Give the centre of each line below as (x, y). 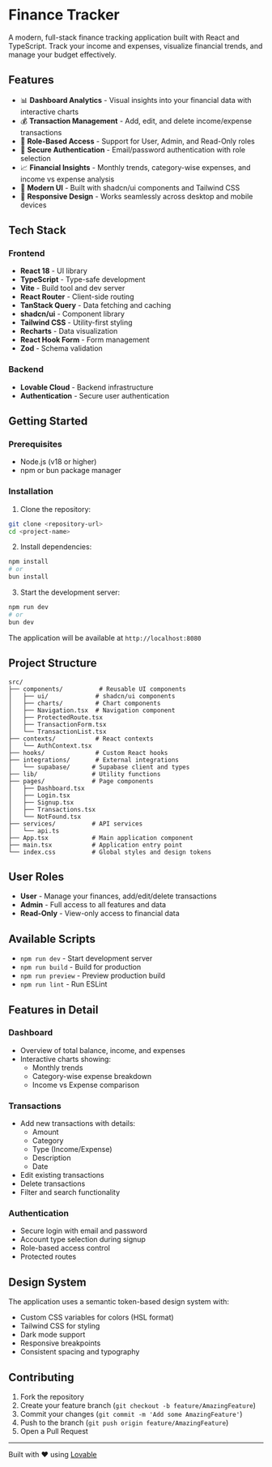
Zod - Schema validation (61, 348)
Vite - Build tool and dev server (72, 288)
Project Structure (53, 663)
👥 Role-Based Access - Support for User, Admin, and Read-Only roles (137, 141)
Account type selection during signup (83, 1239)
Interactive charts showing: (66, 1059)
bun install (28, 577)
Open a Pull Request (54, 1431)
